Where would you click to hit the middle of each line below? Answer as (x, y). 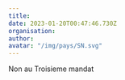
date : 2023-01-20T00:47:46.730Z (62, 23)
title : (19, 16)
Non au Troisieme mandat (51, 69)
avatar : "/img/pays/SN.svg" (56, 46)
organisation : (32, 31)
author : (21, 38)
